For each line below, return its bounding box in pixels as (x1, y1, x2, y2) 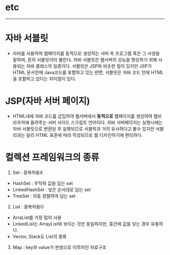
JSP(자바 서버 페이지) (5, 95, 90, 107)
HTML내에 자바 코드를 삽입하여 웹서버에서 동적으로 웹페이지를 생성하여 (12, 113, 153, 119)
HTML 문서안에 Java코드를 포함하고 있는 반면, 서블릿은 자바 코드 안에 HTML (12, 69, 164, 75)
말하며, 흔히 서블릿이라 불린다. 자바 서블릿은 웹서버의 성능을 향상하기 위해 (12, 56, 157, 62)
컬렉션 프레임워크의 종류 (5, 152, 100, 163)
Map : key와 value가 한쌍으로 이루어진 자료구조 (12, 244, 107, 250)
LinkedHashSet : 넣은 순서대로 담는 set (12, 187, 91, 193)
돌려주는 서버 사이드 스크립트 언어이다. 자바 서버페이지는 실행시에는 (30, 119, 163, 125)
